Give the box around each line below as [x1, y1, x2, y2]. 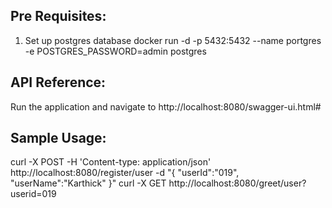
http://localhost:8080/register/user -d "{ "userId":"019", [10, 167, 240, 179]
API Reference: [10, 74, 107, 91]
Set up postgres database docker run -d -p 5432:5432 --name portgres [24, 34, 322, 46]
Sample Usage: [10, 130, 107, 147]
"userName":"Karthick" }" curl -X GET [10, 177, 167, 189]
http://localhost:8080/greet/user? [168, 177, 307, 189]
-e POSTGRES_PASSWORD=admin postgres [24, 45, 207, 57]
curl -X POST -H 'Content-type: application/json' [10, 156, 212, 168]
